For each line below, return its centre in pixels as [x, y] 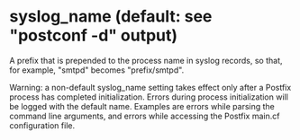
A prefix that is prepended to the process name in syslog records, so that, [146, 60]
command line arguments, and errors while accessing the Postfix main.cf [145, 116]
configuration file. [42, 125]
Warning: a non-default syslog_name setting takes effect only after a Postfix [150, 87]
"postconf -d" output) [94, 35]
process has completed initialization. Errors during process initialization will [149, 97]
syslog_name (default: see [111, 17]
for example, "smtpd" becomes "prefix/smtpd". [97, 70]
